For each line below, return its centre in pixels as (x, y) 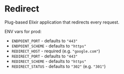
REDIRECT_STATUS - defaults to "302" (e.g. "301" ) (59, 66)
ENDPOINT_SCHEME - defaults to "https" (49, 46)
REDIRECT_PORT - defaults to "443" (45, 56)
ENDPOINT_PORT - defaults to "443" (45, 41)
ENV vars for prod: (23, 31)
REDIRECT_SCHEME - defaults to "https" (49, 61)
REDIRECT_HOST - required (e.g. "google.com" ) (56, 51)
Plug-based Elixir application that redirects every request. (62, 22)
